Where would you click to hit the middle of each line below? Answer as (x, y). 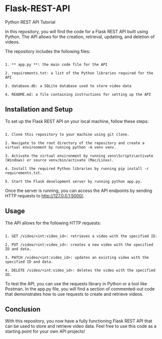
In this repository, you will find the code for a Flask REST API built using (77, 31)
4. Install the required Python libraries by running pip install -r (77, 169)
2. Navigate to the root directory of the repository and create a (75, 143)
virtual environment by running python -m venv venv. (61, 147)
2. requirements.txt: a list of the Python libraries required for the (79, 73)
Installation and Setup (39, 110)
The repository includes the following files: (48, 51)
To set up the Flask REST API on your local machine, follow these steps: (77, 121)
